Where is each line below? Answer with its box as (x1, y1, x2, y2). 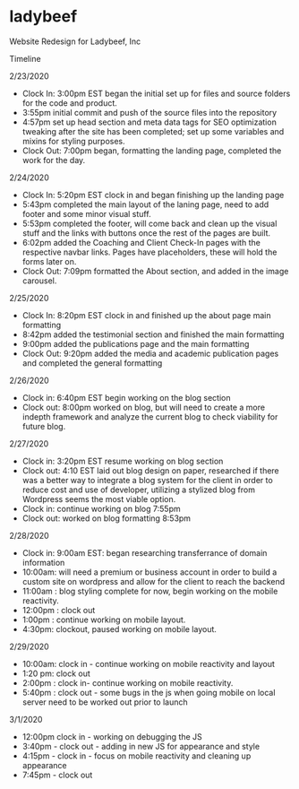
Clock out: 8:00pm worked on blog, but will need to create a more (21, 402, 266, 412)
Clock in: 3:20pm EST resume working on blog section (21, 455, 224, 466)
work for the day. (21, 154, 86, 165)
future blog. (21, 421, 66, 431)
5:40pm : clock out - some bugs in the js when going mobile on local (21, 687, 276, 698)
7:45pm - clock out (21, 769, 93, 780)
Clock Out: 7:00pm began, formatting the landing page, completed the (21, 145, 282, 156)
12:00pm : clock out (21, 604, 96, 615)
